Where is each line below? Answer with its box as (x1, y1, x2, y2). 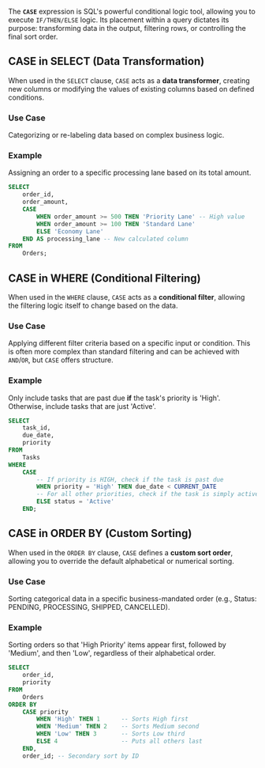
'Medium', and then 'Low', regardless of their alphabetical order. (8, 649, 216, 658)
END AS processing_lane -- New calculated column (22, 235, 189, 243)
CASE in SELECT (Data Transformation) (8, 55, 205, 68)
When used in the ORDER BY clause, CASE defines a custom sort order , (8, 547, 233, 557)
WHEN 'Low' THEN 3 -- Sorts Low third (36, 730, 185, 738)
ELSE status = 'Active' (36, 497, 114, 505)
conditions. (8, 93, 45, 102)
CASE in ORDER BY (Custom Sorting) (8, 527, 192, 540)
